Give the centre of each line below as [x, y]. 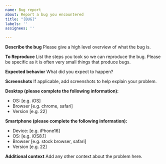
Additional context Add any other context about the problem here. [74, 156]
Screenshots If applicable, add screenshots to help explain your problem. [81, 81]
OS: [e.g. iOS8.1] [29, 136]
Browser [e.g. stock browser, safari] [49, 141]
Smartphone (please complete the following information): [66, 121]
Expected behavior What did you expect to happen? [59, 72]
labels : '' [16, 24]
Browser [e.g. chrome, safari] [43, 106]
